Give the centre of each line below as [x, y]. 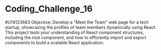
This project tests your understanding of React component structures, [74, 32]
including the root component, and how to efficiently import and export [76, 37]
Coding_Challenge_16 [49, 9]
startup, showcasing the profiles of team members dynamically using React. [81, 27]
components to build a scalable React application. [55, 42]
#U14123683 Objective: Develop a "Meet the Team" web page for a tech [77, 22]
